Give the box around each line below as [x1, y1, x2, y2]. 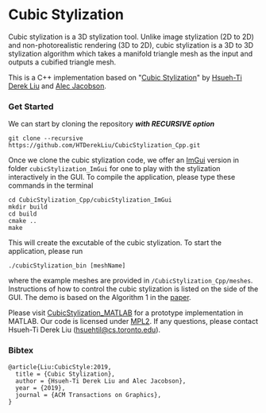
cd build [8, 210, 37, 218]
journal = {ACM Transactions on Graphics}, [15, 391, 161, 399]
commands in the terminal [8, 181, 94, 190]
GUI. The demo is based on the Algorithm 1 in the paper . [8, 293, 192, 302]
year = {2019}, [15, 384, 66, 392]
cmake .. [8, 217, 37, 225]
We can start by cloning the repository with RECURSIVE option [8, 119, 215, 129]
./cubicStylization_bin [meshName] [8, 262, 126, 270]
